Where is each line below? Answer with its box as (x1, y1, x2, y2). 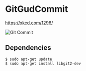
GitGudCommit (5, 3, 68, 15)
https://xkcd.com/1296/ (5, 20, 53, 26)
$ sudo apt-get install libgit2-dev (5, 61, 81, 66)
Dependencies (5, 43, 51, 52)
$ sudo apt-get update (5, 57, 52, 62)
